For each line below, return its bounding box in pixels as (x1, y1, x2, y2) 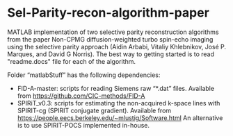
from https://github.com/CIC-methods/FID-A (17, 92, 145, 100)
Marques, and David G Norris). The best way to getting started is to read (7, 50, 214, 58)
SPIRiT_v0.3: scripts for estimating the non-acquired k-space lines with (17, 99, 220, 107)
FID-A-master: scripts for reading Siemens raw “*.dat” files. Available (17, 84, 214, 92)
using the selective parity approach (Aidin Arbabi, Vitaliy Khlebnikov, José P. (7, 42, 227, 51)
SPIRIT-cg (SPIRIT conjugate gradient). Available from (17, 106, 172, 114)
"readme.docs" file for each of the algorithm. (7, 57, 136, 65)
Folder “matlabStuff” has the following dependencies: (7, 71, 161, 79)
